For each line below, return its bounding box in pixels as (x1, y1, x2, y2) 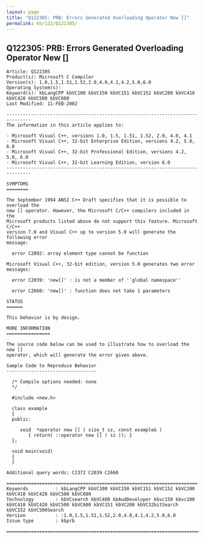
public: (12, 416, 32, 422)
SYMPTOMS (6, 181, 29, 187)
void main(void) (12, 449, 53, 455)
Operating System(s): (6, 85, 62, 91)
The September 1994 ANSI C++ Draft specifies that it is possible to (6, 197, 187, 204)
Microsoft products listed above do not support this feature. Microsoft (6, 218, 198, 225)
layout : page (6, 9, 40, 15)
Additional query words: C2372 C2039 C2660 (6, 470, 119, 476)
